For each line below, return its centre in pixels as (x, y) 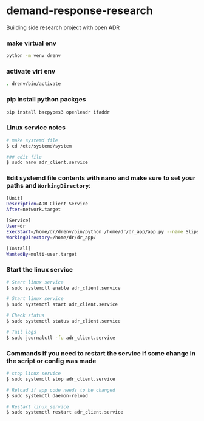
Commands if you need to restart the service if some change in (101, 353)
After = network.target (34, 210)
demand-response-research (80, 11)
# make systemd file (32, 140)
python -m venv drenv (34, 56)
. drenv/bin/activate (34, 84)
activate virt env (31, 72)
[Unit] (15, 198)
